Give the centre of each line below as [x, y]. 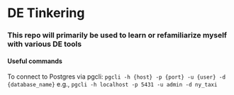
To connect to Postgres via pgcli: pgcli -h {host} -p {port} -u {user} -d [116, 77]
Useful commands [35, 61]
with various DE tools [45, 44]
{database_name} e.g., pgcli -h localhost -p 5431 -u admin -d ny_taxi [112, 84]
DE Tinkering [46, 13]
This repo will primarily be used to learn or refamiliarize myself [117, 35]
